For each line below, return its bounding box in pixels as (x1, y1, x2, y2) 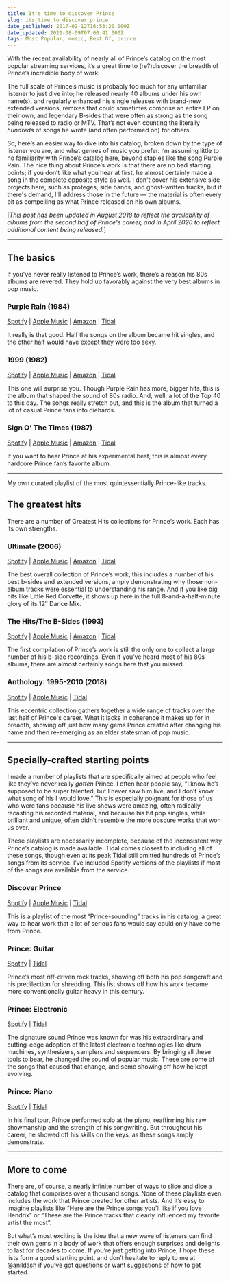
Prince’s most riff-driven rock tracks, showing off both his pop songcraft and (7, 972, 223, 981)
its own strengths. (7, 524, 58, 533)
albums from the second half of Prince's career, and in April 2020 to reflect (7, 218, 220, 226)
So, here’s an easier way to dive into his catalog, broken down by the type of (7, 139, 222, 148)
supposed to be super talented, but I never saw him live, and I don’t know (7, 787, 214, 795)
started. (7, 1268, 29, 1277)
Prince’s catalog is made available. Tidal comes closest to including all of (7, 844, 212, 852)
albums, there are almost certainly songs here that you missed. (7, 660, 185, 668)
